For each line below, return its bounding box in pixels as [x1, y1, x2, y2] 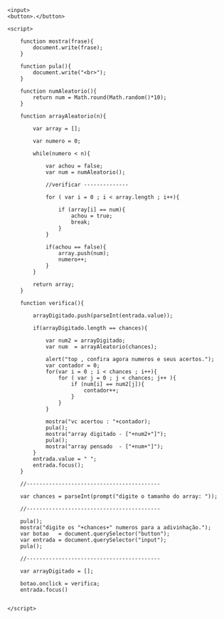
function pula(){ [20, 63, 72, 70]
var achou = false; [45, 162, 103, 170]
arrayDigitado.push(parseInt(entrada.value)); [33, 312, 174, 319]
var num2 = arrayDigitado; [45, 337, 126, 344]
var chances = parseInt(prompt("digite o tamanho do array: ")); [20, 493, 218, 500]
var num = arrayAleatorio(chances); [45, 343, 158, 350]
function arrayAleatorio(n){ [20, 113, 107, 120]
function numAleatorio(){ [20, 88, 97, 95]
